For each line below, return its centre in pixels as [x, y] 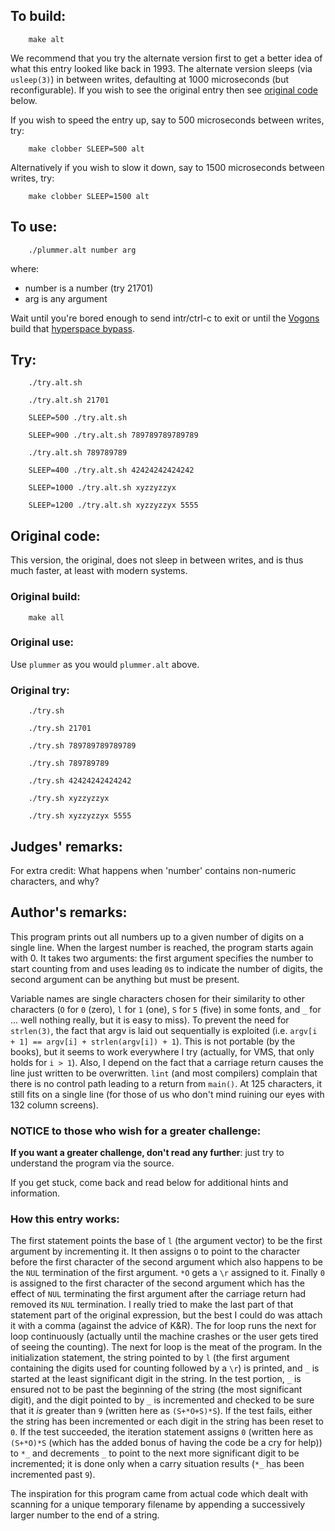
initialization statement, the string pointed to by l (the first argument [150, 1358]
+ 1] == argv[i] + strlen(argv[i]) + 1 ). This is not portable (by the [153, 1041]
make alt [46, 39]
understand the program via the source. [92, 1163]
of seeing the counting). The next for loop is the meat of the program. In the [166, 1347]
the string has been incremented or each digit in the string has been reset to [167, 1421]
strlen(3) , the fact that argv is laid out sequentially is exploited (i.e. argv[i [164, 1030]
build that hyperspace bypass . [72, 328]
